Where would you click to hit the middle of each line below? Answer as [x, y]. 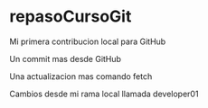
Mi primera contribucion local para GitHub [88, 41]
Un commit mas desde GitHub [66, 58]
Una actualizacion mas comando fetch [81, 76]
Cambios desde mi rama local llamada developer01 [104, 94]
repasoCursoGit [71, 17]
